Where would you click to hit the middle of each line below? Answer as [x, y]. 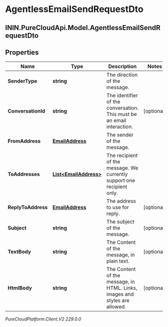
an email [116, 120]
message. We [122, 168]
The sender [120, 135]
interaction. [120, 127]
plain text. [118, 261]
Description [122, 66]
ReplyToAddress [28, 207]
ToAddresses [24, 174]
